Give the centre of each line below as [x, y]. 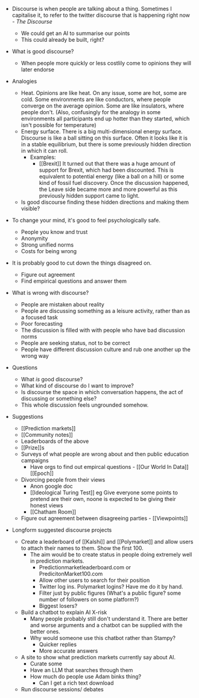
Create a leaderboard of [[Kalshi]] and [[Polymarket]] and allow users [107, 541]
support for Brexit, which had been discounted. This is [106, 170]
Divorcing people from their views [63, 480]
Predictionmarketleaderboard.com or [85, 567]
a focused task [39, 317]
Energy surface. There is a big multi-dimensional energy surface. [102, 131]
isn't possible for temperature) [58, 125]
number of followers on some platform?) [89, 599]
